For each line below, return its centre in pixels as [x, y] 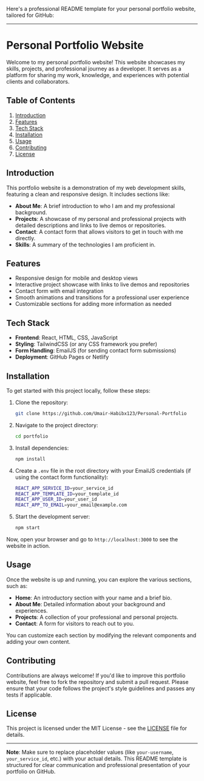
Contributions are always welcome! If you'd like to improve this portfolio [96, 675]
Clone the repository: [42, 402]
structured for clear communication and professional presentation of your [98, 765]
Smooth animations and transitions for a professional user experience [102, 297]
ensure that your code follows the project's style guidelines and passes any [101, 688]
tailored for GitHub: [30, 15]
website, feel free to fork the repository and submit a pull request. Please [97, 681]
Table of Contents [41, 100]
